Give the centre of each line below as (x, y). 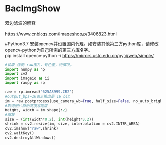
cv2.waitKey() (20, 133)
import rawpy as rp (25, 83)
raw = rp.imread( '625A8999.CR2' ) (40, 92)
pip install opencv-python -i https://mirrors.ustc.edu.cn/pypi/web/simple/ (80, 55)
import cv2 (16, 74)
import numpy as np (25, 69)
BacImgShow (33, 9)
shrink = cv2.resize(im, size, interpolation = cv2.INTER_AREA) (73, 124)
